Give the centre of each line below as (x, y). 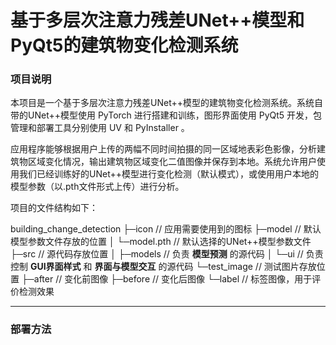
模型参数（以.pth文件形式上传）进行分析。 (97, 187)
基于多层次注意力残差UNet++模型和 (157, 20)
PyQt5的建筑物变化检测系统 (124, 45)
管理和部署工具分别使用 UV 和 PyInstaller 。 (100, 128)
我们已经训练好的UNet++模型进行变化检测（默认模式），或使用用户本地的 (168, 174)
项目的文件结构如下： (54, 208)
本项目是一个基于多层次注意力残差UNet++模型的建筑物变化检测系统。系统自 (166, 103)
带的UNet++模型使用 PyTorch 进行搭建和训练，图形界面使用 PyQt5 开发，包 (166, 115)
